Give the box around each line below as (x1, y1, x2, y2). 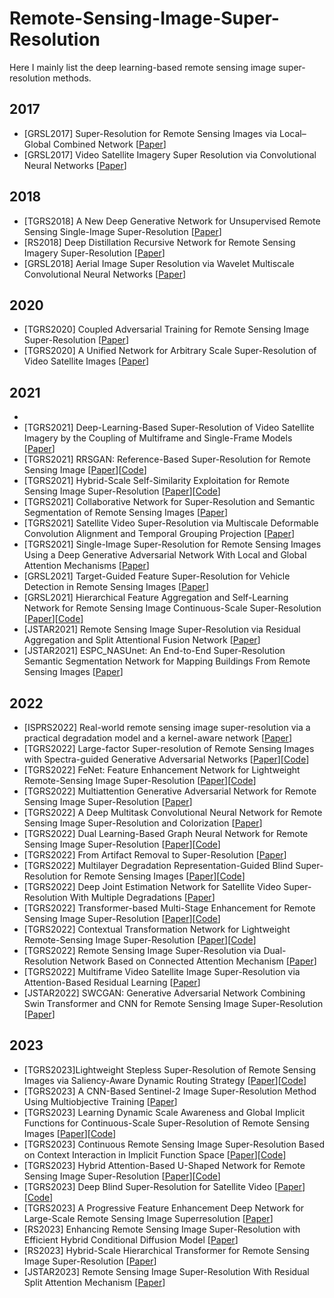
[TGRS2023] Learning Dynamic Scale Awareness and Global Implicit (23, 1106, 306, 1118)
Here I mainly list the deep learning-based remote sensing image (9, 61, 277, 73)
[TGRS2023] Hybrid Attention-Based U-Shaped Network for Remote (23, 1159, 306, 1171)
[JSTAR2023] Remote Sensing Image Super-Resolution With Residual (23, 1265, 310, 1277)
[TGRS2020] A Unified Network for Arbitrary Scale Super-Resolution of (23, 345, 317, 357)
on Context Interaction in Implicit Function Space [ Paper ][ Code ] (23, 1148, 287, 1161)
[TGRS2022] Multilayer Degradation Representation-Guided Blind (23, 860, 294, 871)
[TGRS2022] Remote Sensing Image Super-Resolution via (23, 945, 262, 956)
